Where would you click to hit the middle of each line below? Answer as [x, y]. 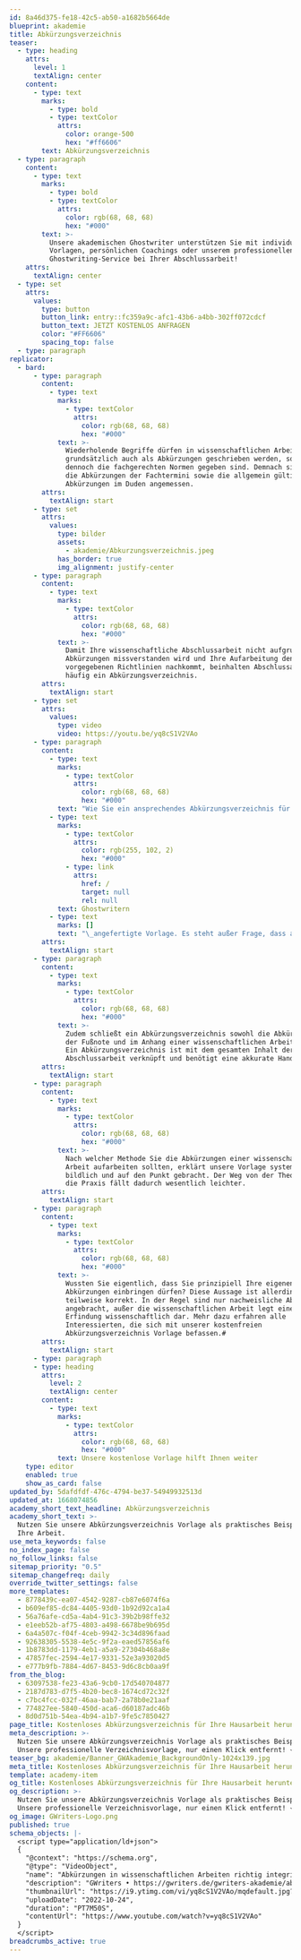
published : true [39, 1825]
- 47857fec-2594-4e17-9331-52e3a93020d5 [94, 1658]
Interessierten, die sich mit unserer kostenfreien [164, 1325]
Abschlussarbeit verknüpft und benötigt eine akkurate [170, 1059]
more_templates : [39, 1592]
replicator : [31, 359]
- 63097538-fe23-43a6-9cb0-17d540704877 [94, 1683]
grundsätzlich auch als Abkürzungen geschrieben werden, [174, 459]
